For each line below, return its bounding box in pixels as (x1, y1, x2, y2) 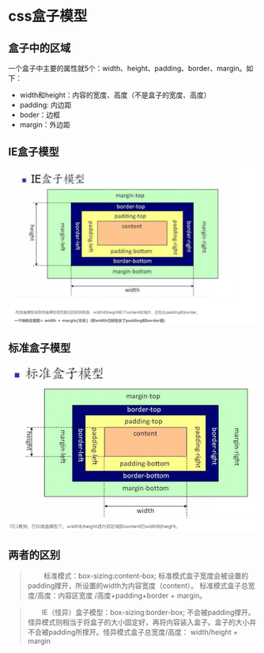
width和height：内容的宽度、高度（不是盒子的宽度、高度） (19, 90, 211, 100)
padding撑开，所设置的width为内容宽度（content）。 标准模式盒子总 (27, 580, 249, 590)
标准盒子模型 (8, 342, 71, 355)
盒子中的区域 (8, 41, 71, 55)
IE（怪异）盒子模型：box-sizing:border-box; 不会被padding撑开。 (41, 607, 255, 617)
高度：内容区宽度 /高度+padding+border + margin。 (36, 591, 207, 600)
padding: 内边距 (19, 100, 72, 109)
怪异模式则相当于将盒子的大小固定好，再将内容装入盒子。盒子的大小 (27, 617, 250, 627)
